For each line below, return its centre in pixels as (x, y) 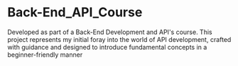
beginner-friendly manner (45, 55)
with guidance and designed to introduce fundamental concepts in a (107, 47)
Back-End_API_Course (75, 12)
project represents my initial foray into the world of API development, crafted (119, 39)
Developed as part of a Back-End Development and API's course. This (110, 32)
